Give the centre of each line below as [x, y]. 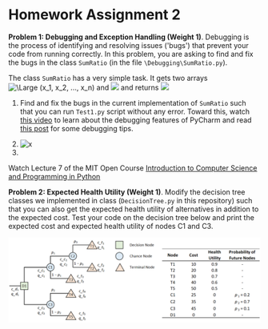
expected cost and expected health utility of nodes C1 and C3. [111, 226]
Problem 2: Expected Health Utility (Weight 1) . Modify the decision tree [127, 192]
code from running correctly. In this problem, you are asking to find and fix [131, 54]
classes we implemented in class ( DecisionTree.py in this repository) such [130, 200]
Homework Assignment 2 [95, 15]
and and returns [128, 87]
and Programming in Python [54, 176]
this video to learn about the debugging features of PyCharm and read [136, 120]
